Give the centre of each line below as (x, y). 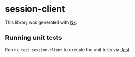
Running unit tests (34, 38)
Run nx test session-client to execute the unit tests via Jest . (68, 49)
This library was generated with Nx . (41, 22)
